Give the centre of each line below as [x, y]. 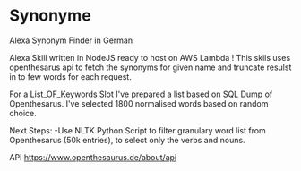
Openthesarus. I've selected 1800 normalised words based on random [139, 103]
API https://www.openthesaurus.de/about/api [93, 157]
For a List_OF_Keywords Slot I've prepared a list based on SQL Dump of [141, 94]
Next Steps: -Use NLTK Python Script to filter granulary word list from [138, 130]
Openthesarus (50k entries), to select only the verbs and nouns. [127, 140]
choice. [23, 113]
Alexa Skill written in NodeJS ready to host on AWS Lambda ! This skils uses [150, 57]
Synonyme [50, 16]
